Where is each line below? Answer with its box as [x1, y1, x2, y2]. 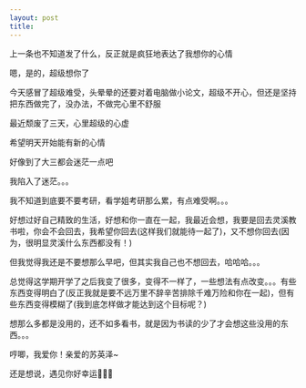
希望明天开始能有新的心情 [9, 137, 106, 148]
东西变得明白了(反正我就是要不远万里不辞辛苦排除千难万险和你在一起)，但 [9, 287, 287, 298]
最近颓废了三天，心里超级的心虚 [9, 117, 129, 128]
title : [9, 22, 35, 31]
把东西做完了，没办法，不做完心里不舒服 [9, 97, 161, 109]
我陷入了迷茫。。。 [9, 175, 74, 187]
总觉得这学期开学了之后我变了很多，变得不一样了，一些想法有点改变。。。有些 [9, 275, 297, 287]
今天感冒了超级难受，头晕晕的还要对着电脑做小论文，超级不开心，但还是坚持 [9, 87, 297, 97]
